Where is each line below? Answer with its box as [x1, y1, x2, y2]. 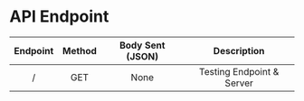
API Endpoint [9, 6, 109, 27]
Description [213, 44, 265, 57]
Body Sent [119, 39, 166, 51]
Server [224, 77, 253, 89]
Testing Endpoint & [198, 65, 280, 78]
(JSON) [126, 50, 159, 62]
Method [62, 44, 98, 57]
